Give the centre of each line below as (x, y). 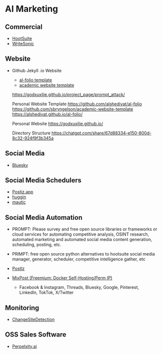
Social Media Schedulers (43, 180)
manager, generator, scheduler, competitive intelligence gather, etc (79, 259)
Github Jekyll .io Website (37, 70)
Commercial (24, 27)
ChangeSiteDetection (33, 320)
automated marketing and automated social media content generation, (82, 240)
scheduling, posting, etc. (37, 245)
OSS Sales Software (36, 335)
